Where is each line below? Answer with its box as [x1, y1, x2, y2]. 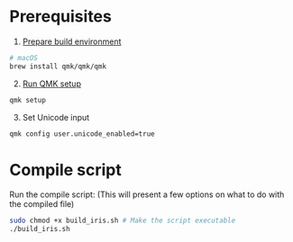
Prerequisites [9, 6, 113, 27]
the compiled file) [9, 199, 75, 210]
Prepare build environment [22, 36, 122, 47]
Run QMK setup [22, 78, 81, 89]
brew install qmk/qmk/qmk [9, 61, 106, 71]
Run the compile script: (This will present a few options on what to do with [9, 189, 285, 200]
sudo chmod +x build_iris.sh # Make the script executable [9, 216, 236, 226]
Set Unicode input [22, 112, 90, 122]
